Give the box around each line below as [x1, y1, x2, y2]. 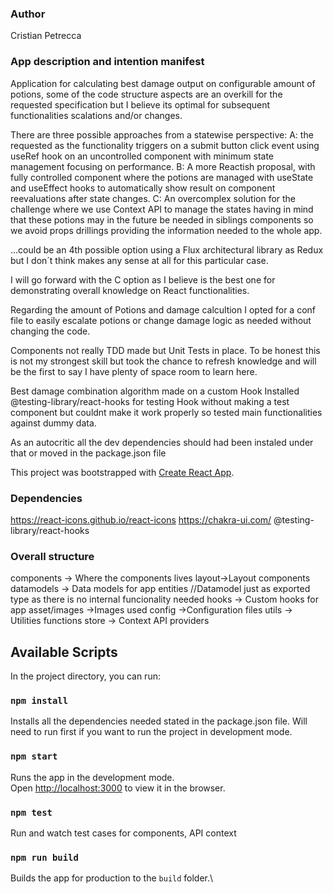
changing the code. [10, 325, 91, 337]
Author [10, 7, 46, 21]
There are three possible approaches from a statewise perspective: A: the [10, 128, 314, 141]
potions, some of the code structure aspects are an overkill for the [10, 88, 283, 100]
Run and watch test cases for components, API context [10, 827, 237, 839]
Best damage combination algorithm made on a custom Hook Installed [10, 385, 300, 397]
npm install [10, 695, 69, 706]
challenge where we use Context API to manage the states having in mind [10, 203, 314, 215]
